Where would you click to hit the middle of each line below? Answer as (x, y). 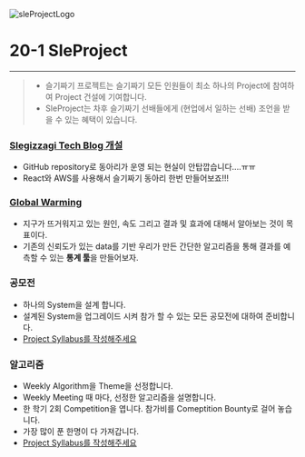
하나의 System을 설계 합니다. (74, 304)
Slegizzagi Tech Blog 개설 (66, 145)
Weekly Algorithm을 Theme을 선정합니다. (98, 386)
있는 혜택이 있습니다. (101, 119)
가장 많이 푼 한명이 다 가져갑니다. (80, 432)
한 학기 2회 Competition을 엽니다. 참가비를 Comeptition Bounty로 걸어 (149, 409)
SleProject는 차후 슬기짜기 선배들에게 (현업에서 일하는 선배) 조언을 (163, 108)
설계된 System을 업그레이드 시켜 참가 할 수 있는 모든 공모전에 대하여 (143, 316)
